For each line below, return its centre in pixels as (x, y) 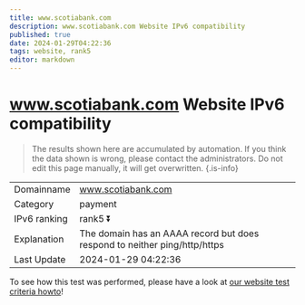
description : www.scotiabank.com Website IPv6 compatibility (128, 26)
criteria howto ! (36, 291)
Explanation (39, 239)
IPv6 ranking (41, 218)
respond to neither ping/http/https (152, 244)
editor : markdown (42, 60)
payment (98, 204)
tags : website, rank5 (50, 52)
